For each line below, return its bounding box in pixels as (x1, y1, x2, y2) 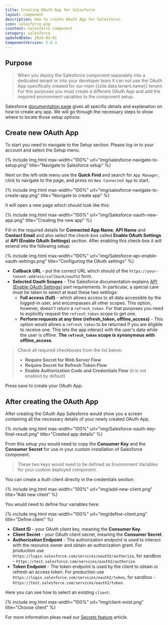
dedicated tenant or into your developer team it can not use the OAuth (17, 77, 162, 84)
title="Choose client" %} (5, 604, 56, 610)
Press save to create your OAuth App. (5, 383, 83, 389)
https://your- (129, 269, 159, 274)
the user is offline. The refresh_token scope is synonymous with (20, 332, 155, 338)
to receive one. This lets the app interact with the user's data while (20, 327, 158, 333)
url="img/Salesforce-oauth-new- (90, 212, 158, 218)
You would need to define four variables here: (5, 501, 100, 507)
